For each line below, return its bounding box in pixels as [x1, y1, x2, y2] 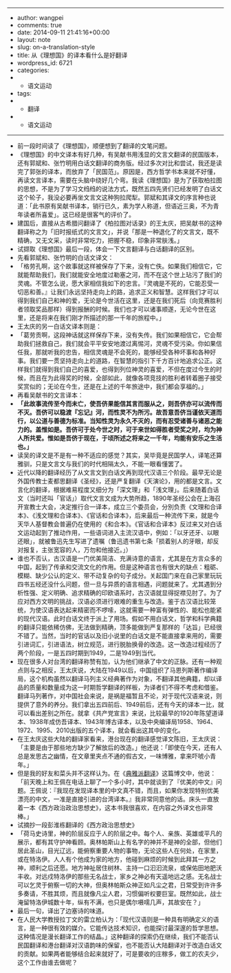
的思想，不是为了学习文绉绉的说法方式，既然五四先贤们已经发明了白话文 [16, 185, 222, 193]
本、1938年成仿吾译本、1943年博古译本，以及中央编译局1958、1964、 [16, 718, 217, 725]
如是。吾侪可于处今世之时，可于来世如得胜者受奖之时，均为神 [47, 426, 222, 433]
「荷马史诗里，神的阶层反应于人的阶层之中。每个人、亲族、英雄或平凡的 [16, 829, 222, 838]
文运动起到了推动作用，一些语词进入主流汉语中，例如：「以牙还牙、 [16, 529, 208, 536]
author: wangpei [16, 14, 64, 21]
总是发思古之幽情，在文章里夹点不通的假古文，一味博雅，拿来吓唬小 [16, 752, 210, 760]
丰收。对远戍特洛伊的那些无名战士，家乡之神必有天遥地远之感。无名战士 [16, 873, 222, 880]
